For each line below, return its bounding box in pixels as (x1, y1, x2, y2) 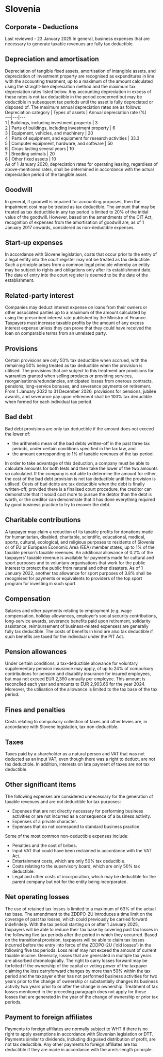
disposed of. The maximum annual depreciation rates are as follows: (5, 104, 142, 110)
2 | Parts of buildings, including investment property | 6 (5, 125, 115, 131)
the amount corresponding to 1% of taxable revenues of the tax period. (12, 451, 154, 457)
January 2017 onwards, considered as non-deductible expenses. (5, 224, 135, 230)
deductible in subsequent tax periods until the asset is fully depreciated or (5, 99, 154, 105)
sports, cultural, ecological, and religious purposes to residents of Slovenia (5, 539, 155, 545)
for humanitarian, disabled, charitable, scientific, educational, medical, (5, 534, 146, 539)
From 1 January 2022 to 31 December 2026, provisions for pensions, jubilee (5, 388, 157, 394)
